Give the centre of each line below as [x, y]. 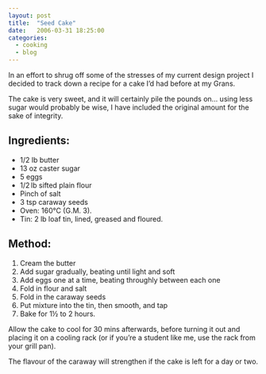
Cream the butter [48, 263]
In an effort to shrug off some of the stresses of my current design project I [131, 75]
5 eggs [31, 176]
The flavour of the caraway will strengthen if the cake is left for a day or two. [133, 361]
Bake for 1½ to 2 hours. [58, 314]
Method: [30, 244]
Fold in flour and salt [53, 288]
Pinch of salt [40, 193]
